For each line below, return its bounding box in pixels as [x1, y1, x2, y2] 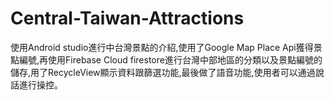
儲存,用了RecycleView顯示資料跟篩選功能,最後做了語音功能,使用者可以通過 [10, 66, 316, 78]
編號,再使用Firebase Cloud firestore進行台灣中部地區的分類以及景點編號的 [18, 53, 323, 66]
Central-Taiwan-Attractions [10, 7, 245, 30]
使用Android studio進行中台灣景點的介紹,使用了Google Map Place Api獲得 [10, 41, 314, 53]
